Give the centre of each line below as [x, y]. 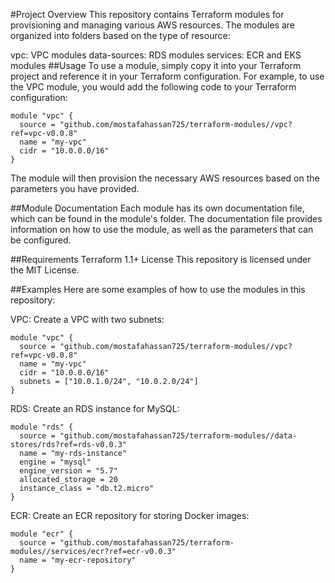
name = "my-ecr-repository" [78, 560]
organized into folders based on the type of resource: [120, 35]
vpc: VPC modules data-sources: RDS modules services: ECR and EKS [156, 55]
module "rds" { [42, 427]
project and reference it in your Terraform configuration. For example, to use [167, 76]
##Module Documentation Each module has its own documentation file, [157, 208]
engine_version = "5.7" [68, 471]
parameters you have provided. [75, 188]
